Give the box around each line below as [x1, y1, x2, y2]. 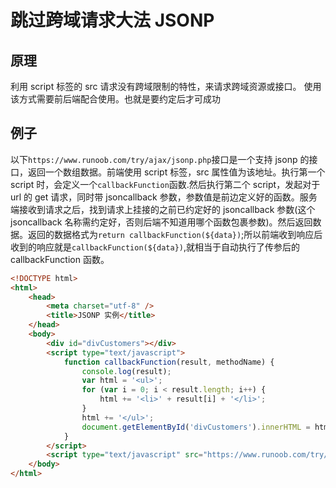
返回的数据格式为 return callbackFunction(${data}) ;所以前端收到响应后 [27, 228, 323, 240]
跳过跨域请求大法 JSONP [10, 9, 215, 32]
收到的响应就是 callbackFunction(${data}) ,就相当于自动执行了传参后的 [10, 241, 301, 253]
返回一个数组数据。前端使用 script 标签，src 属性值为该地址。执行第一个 [27, 166, 326, 178]
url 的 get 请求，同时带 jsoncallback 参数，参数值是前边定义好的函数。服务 [10, 191, 318, 203]
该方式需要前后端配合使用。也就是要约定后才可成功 [10, 93, 221, 105]
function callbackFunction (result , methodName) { [63, 357, 275, 367]
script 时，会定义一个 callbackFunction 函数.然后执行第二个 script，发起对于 [10, 178, 321, 190]
